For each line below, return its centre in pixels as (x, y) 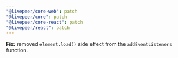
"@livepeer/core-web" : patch (42, 11)
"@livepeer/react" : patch (38, 28)
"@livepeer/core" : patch (37, 17)
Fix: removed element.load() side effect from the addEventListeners (89, 44)
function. (17, 50)
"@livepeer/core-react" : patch (44, 22)
